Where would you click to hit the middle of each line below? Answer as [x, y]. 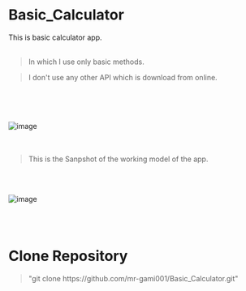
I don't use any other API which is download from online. [123, 77]
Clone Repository [68, 256]
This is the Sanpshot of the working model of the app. [118, 159]
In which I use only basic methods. [86, 62]
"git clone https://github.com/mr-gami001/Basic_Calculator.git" [133, 278]
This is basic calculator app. [56, 37]
